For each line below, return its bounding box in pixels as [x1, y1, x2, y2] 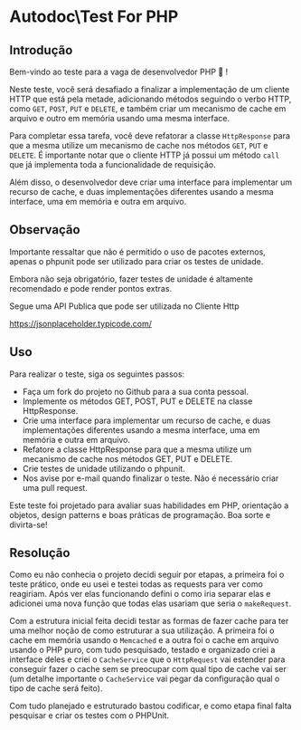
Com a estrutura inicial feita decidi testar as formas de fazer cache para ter [9, 616, 289, 627]
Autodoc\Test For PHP [9, 6, 179, 27]
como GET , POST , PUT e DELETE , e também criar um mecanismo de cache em [9, 103, 287, 114]
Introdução [9, 43, 73, 58]
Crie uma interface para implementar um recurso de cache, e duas [22, 415, 271, 426]
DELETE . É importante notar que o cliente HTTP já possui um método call [9, 149, 280, 160]
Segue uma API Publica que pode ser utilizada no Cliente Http [9, 301, 240, 312]
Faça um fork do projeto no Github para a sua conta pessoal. [22, 386, 249, 397]
